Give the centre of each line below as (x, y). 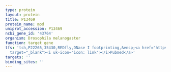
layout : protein (22, 15)
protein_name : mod (25, 24)
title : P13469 (20, 19)
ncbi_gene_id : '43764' (29, 33)
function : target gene (29, 43)
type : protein (20, 10)
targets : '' (18, 57)
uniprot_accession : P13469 (34, 29)
